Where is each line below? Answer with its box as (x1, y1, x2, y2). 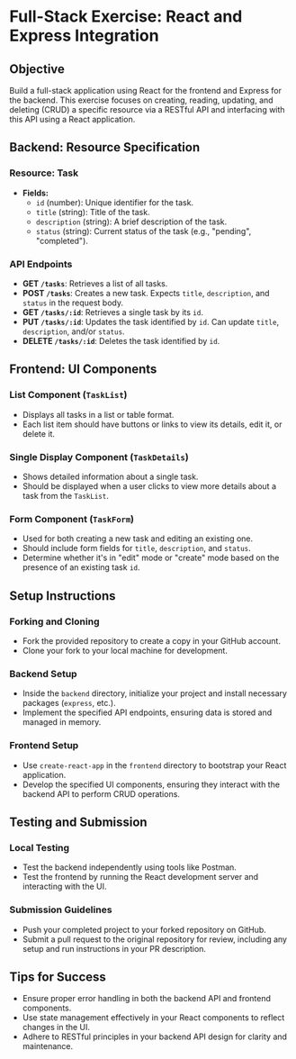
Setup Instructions (9, 588, 116, 603)
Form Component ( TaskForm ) (9, 512, 135, 525)
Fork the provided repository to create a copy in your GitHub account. (22, 635, 282, 646)
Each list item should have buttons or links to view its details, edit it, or (22, 419, 283, 430)
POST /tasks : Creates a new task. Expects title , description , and (22, 287, 270, 298)
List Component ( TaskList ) (9, 389, 128, 402)
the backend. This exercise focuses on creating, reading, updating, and (9, 95, 274, 105)
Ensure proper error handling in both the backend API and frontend (22, 993, 272, 1004)
